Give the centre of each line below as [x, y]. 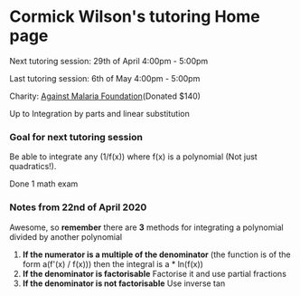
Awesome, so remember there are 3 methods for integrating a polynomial [146, 227]
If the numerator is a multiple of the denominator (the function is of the [156, 254]
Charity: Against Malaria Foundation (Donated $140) [105, 96]
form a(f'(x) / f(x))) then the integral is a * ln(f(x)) [112, 263]
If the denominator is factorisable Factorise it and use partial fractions [155, 273]
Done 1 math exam [44, 184]
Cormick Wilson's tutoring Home [135, 17]
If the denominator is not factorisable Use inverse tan [124, 283]
